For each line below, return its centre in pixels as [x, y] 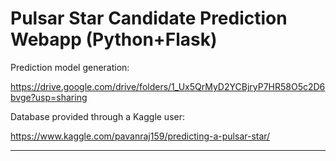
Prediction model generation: [70, 67]
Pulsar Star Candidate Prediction [149, 18]
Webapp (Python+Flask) [114, 39]
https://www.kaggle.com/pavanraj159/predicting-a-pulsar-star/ [140, 136]
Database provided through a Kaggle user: [98, 116]
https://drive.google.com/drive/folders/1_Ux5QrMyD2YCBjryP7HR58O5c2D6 [168, 86]
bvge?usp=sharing [49, 97]
